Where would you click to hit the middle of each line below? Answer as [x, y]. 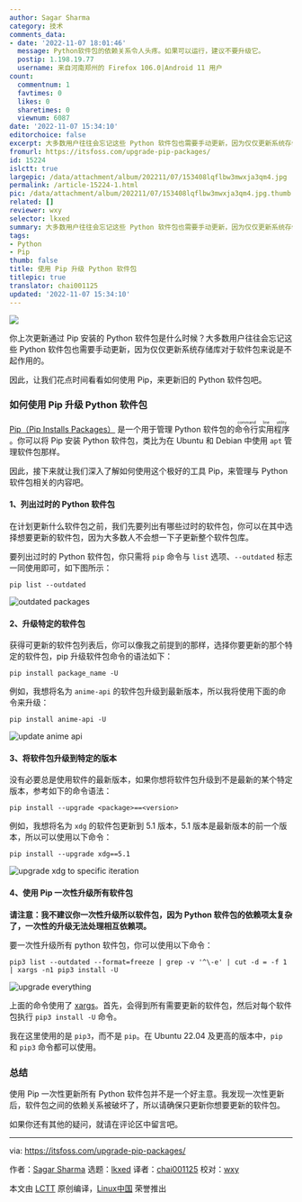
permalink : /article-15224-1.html [74, 186]
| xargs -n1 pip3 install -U [64, 970]
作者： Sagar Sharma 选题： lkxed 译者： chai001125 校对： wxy [124, 1169]
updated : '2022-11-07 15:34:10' [70, 294]
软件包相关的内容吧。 [49, 482]
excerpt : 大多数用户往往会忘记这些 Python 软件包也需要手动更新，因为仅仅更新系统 [147, 143]
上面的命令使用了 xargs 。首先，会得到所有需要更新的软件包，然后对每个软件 [151, 1005]
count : [22, 77]
